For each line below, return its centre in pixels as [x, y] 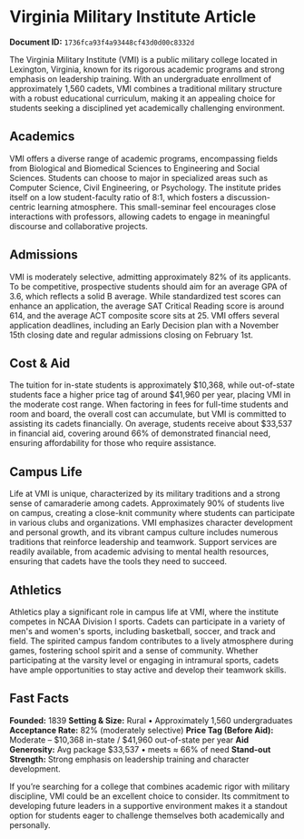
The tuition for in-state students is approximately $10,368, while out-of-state [152, 385]
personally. [30, 824]
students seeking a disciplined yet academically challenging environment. [147, 107]
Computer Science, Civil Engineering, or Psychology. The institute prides [145, 187]
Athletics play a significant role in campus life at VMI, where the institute [144, 612]
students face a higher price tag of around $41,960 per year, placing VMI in [150, 395]
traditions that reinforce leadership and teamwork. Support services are [143, 542]
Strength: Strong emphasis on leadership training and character [129, 759]
